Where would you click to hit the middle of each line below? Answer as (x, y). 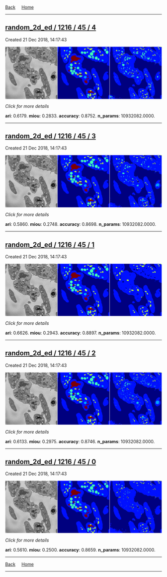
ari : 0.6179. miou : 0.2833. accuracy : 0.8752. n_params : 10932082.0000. (80, 116)
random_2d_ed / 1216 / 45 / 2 (50, 353)
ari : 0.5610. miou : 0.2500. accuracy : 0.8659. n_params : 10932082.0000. (80, 550)
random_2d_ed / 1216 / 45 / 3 (50, 136)
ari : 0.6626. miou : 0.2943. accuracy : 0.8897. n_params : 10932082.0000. (81, 333)
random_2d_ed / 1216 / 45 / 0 (51, 462)
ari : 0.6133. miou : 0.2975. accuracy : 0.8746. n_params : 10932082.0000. (80, 441)
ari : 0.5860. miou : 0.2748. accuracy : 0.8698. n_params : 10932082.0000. (81, 224)
